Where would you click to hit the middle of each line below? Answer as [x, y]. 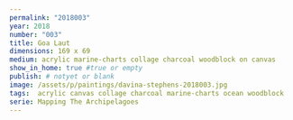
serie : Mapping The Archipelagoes [74, 102]
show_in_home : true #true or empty [76, 69]
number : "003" [36, 34]
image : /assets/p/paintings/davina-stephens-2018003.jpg [119, 85]
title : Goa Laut [40, 43]
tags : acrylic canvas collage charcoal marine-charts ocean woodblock [146, 93]
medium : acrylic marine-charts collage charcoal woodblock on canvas [143, 60]
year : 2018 [30, 26]
